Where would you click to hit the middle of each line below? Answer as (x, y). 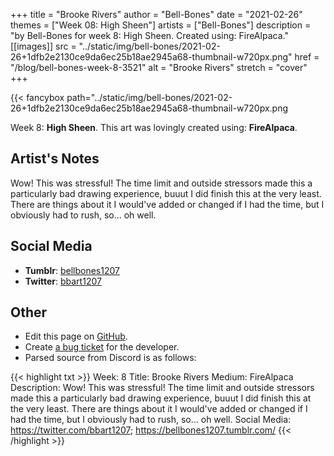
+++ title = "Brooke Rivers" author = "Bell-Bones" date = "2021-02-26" (156, 14)
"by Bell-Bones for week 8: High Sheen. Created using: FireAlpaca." (149, 35)
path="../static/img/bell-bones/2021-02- (149, 97)
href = (307, 57)
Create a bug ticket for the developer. (102, 347)
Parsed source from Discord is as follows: (110, 358)
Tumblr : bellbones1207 (72, 270)
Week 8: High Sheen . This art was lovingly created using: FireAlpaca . (154, 127)
